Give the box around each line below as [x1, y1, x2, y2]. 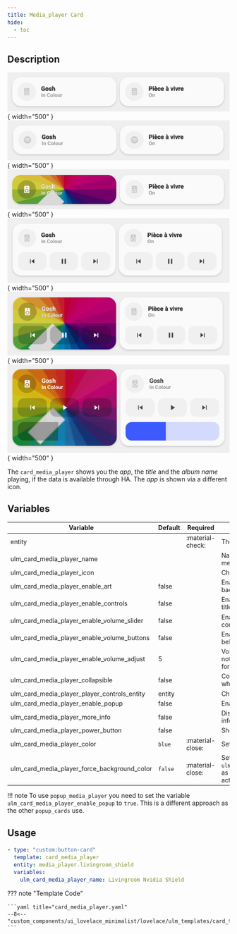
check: [186, 541, 206, 550]
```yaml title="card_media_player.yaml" [7, 903, 128, 911]
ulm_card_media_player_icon [10, 568, 95, 577]
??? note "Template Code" [7, 889, 83, 897]
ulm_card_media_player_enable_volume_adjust [10, 655, 146, 663]
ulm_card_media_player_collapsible [10, 675, 113, 684]
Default [158, 524, 181, 532]
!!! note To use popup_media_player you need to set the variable [7, 792, 190, 800]
